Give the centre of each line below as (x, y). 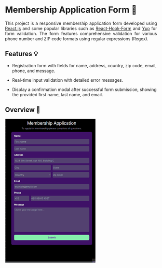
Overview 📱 (23, 110)
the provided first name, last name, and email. (57, 94)
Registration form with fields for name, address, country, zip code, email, (84, 65)
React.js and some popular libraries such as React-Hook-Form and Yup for (81, 28)
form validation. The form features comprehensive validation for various (81, 33)
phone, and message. (34, 71)
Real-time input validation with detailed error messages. (67, 80)
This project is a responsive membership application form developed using (81, 23)
